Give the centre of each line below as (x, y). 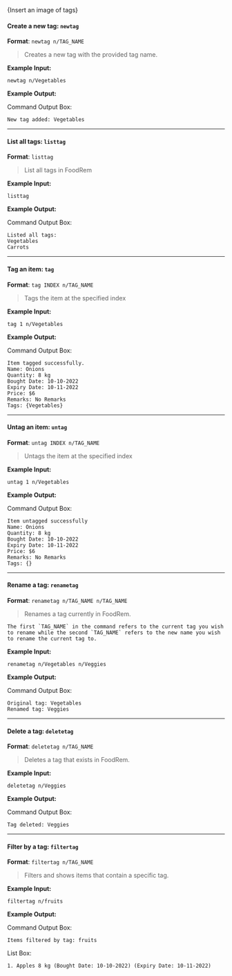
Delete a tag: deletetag (40, 731)
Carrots (18, 247)
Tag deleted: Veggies (38, 825)
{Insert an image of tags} (42, 10)
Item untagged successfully (48, 521)
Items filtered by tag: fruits (52, 941)
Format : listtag (30, 157)
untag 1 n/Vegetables (38, 482)
